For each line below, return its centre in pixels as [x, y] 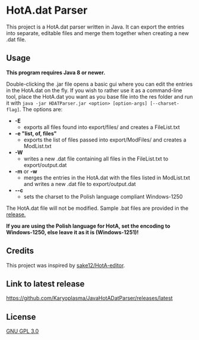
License [21, 317]
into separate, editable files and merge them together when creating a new [97, 33]
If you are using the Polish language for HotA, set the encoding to [88, 226]
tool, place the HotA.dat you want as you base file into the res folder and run [99, 96]
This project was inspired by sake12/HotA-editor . [66, 265]
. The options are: [41, 109]
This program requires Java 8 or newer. [56, 73]
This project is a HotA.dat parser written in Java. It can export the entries [95, 27]
